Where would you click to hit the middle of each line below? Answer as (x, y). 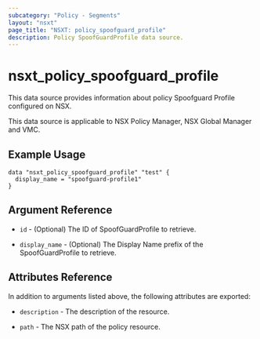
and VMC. (24, 129)
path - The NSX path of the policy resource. (90, 326)
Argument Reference (60, 210)
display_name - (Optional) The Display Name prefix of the (111, 244)
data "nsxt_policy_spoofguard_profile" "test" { (89, 173)
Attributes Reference (60, 277)
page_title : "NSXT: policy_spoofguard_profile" (87, 30)
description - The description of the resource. (94, 312)
